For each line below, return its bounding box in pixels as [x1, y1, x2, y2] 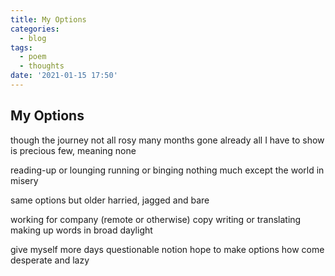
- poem [19, 52, 47, 62]
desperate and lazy [10, 254, 90, 266]
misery [10, 174, 39, 186]
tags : [10, 42, 33, 53]
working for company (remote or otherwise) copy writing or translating [10, 213, 302, 225]
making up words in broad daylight [10, 224, 153, 236]
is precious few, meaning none [10, 144, 137, 156]
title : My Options [10, 14, 87, 25]
